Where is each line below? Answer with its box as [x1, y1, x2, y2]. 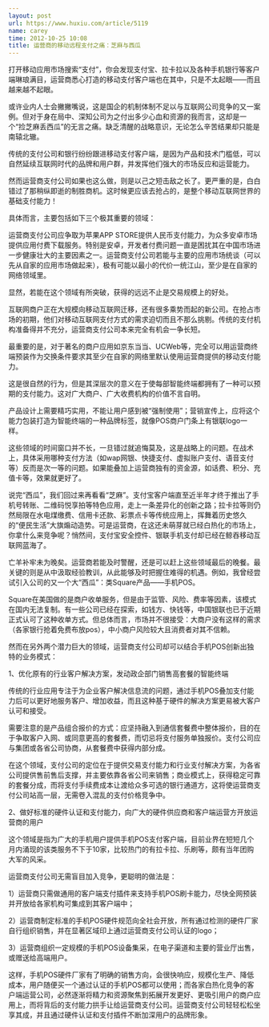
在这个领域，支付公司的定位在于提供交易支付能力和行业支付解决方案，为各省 [8, 760, 261, 770]
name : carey [8, 26, 48, 35]
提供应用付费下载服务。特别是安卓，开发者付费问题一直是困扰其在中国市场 [8, 240, 254, 250]
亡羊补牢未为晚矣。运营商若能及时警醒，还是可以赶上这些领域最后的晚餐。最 [8, 557, 261, 567]
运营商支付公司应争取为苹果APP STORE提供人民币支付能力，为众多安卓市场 [8, 230, 258, 240]
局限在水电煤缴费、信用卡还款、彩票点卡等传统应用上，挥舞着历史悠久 [14, 511, 247, 520]
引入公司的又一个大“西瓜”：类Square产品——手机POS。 [14, 577, 200, 587]
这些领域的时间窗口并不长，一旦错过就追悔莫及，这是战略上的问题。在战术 [8, 443, 254, 453]
